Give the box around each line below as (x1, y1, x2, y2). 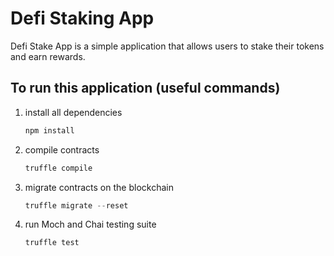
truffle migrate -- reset (24, 200, 129, 211)
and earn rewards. (10, 50, 86, 62)
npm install (24, 125, 75, 136)
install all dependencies (24, 106, 123, 118)
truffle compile (24, 163, 93, 173)
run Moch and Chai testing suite (24, 218, 157, 231)
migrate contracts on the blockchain (24, 181, 174, 193)
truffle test (24, 238, 80, 248)
